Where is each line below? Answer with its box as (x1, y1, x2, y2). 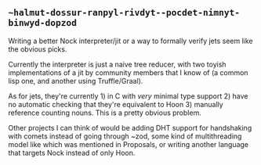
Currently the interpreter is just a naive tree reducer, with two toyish (8, 59, 227, 69)
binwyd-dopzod (8, 17, 77, 29)
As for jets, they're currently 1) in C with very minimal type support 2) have (8, 91, 248, 101)
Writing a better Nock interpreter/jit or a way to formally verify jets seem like (8, 36, 253, 45)
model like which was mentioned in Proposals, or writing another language (8, 139, 249, 149)
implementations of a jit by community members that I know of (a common (8, 67, 248, 77)
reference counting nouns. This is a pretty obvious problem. (8, 108, 201, 117)
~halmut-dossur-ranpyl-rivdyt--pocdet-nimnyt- (8, 7, 241, 19)
